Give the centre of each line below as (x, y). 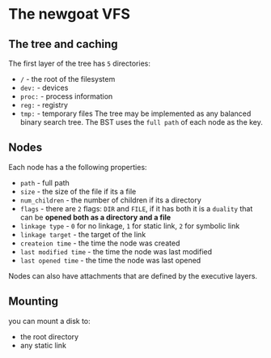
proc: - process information (66, 96)
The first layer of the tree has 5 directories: (80, 63)
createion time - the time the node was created (100, 243)
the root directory (49, 336)
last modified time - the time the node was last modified (116, 251)
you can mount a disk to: (49, 321)
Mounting (34, 302)
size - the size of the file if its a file (78, 191)
